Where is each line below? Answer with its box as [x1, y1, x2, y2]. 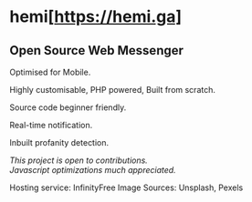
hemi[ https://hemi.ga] [9, 6, 183, 27]
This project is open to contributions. [9, 155, 148, 166]
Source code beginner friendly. [9, 102, 127, 113]
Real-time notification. [9, 120, 93, 130]
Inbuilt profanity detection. [9, 137, 110, 147]
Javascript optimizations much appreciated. [9, 165, 176, 175]
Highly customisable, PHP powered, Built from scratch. [9, 85, 216, 95]
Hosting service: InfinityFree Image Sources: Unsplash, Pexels [9, 182, 244, 193]
